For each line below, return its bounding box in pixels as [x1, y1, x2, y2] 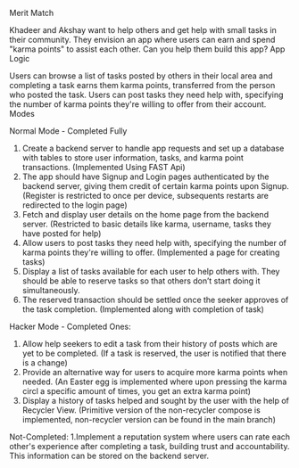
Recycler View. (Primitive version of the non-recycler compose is [21, 405, 261, 415]
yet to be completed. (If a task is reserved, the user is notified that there [21, 348, 287, 358]
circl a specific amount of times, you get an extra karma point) [21, 386, 252, 396]
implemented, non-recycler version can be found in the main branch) [21, 415, 277, 424]
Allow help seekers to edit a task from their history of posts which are [21, 339, 278, 349]
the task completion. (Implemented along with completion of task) [21, 304, 265, 315]
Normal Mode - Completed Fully [9, 126, 128, 136]
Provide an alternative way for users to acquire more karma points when [21, 367, 288, 377]
